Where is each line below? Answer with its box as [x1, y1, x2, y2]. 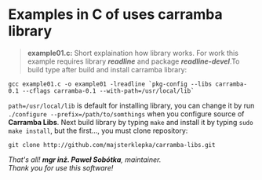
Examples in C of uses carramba [8, 6, 223, 24]
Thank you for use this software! [8, 163, 114, 172]
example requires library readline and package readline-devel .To [27, 57, 240, 66]
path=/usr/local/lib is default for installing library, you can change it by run [8, 101, 255, 110]
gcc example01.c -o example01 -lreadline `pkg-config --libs [8, 80, 213, 88]
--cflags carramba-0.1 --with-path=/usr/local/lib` [22, 86, 195, 95]
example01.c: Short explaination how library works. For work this [27, 48, 239, 57]
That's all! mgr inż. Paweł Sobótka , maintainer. [8, 155, 162, 164]
